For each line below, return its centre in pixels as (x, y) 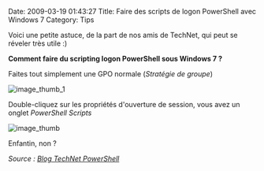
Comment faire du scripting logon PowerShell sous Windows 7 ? (115, 59)
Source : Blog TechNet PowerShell (64, 158)
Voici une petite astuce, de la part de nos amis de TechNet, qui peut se (123, 35)
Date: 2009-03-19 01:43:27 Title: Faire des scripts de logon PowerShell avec (132, 11)
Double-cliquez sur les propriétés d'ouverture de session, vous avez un (124, 104)
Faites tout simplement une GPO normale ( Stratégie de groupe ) (111, 74)
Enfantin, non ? (33, 143)
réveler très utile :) (38, 43)
